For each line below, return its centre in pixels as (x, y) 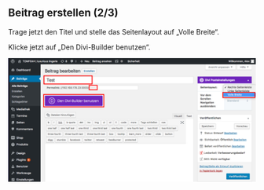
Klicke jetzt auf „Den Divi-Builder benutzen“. (79, 47)
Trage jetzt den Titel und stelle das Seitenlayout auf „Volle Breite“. (114, 31)
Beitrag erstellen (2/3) (64, 13)
